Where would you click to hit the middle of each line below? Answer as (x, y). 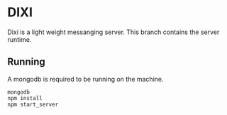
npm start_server (33, 104)
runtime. (20, 39)
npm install (25, 98)
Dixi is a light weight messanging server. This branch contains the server (113, 32)
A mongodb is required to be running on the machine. (86, 79)
